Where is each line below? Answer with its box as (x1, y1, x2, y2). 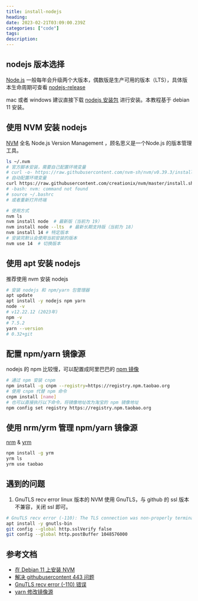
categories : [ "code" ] (6, 25, 60, 31)
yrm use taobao (6, 462, 44, 467)
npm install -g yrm (6, 450, 54, 456)
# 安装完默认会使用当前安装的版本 (6, 235, 78, 241)
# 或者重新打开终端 (6, 197, 47, 203)
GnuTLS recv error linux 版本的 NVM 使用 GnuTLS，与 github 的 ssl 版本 (14, 496, 190, 503)
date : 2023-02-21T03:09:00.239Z (6, 20, 85, 25)
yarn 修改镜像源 (14, 589, 54, 596)
